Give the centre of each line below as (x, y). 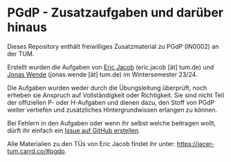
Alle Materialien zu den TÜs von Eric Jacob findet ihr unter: (91, 143)
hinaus (27, 27)
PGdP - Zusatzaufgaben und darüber (115, 13)
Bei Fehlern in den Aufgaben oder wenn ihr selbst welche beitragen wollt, (112, 123)
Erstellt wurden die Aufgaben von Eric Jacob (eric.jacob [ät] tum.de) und (111, 67)
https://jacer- (195, 143)
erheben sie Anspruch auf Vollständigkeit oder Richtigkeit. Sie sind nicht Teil (116, 95)
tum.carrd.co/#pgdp (36, 151)
